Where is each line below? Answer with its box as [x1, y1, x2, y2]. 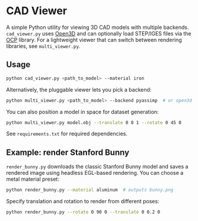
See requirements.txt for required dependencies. [6, 130, 127, 137]
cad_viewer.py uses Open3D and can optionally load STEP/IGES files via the [6, 30, 191, 37]
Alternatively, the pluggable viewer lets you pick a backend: [6, 86, 152, 93]
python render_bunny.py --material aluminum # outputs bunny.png [6, 187, 174, 193]
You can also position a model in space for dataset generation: [6, 108, 159, 115]
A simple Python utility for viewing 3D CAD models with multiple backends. [6, 24, 189, 31]
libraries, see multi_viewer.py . [6, 43, 81, 50]
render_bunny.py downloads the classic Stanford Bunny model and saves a [6, 163, 189, 170]
